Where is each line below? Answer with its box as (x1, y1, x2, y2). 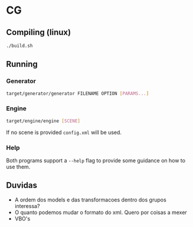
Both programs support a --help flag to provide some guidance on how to (6, 156, 186, 164)
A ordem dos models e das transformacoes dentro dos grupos (14, 196, 166, 203)
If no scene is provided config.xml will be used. (6, 129, 122, 136)
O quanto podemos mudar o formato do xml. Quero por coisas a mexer (14, 209, 187, 216)
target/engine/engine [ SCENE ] (6, 118, 81, 124)
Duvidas (6, 180, 37, 190)
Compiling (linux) (6, 27, 71, 37)
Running (6, 59, 38, 69)
